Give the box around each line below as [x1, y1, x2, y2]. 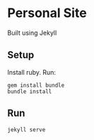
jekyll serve [7, 126, 46, 133]
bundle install [7, 87, 52, 95]
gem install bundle [7, 82, 65, 89]
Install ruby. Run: [7, 68, 57, 76]
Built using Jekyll [7, 28, 57, 37]
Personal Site [7, 5, 87, 21]
